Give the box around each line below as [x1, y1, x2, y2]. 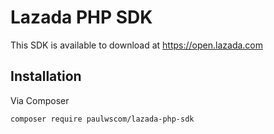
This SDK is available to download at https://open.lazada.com [10, 39, 264, 51]
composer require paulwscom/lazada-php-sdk [10, 114, 195, 124]
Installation [10, 68, 82, 85]
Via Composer [10, 94, 70, 106]
